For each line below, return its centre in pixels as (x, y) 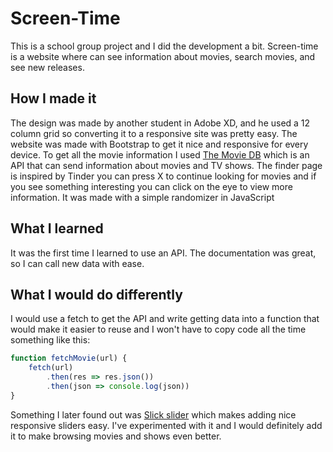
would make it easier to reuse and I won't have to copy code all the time (158, 329)
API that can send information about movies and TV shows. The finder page (166, 165)
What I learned (57, 228)
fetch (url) (51, 368)
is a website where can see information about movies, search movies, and (163, 56)
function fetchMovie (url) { (69, 358)
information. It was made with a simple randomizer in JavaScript (142, 197)
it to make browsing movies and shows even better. (116, 436)
